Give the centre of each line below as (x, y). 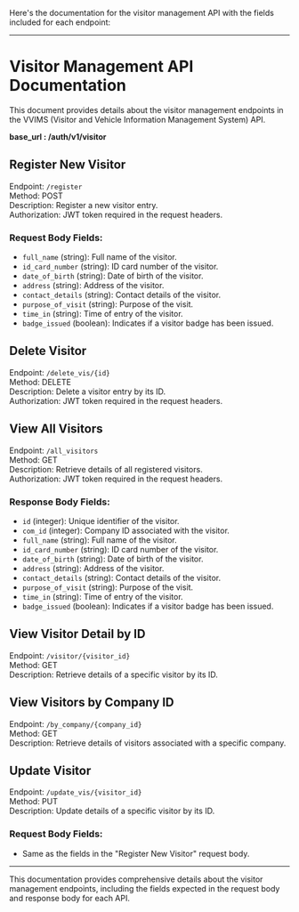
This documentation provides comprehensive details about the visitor (136, 879)
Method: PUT (34, 802)
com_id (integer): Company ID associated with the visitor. (125, 530)
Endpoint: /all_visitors (54, 450)
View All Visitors (56, 429)
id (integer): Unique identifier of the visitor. (101, 521)
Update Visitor (50, 770)
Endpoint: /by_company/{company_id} (76, 723)
